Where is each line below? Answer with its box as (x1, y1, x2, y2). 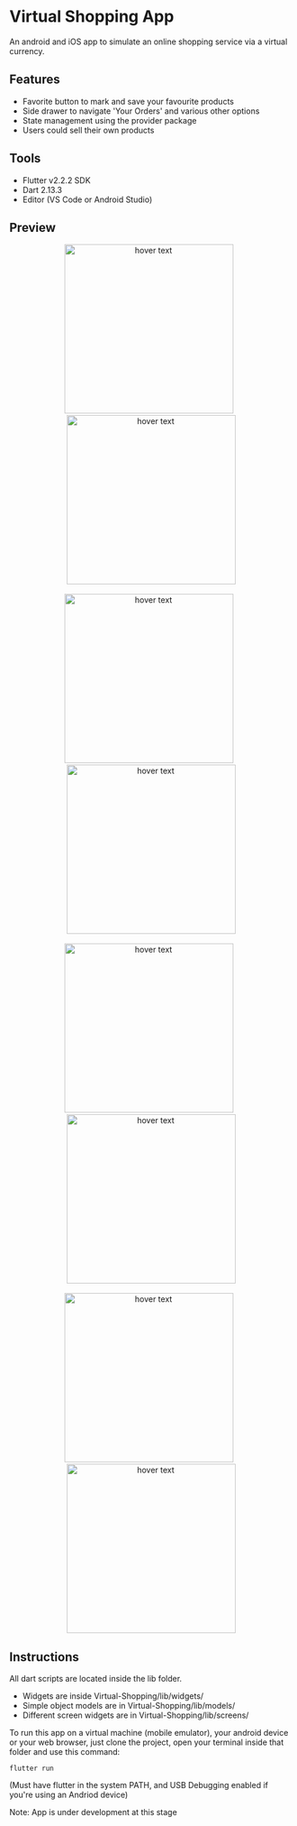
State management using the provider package (22, 115, 197, 125)
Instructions (9, 1649, 79, 1665)
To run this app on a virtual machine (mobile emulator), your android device (9, 1728, 289, 1738)
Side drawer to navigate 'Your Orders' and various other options (22, 106, 260, 116)
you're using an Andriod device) (9, 1789, 129, 1801)
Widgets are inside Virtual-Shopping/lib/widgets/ (22, 1691, 204, 1701)
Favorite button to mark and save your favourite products (22, 96, 234, 106)
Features (9, 72, 60, 88)
